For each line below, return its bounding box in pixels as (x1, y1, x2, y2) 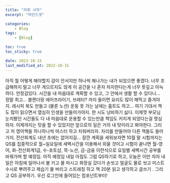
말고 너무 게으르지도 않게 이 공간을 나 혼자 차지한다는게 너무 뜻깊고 (22, 84, 154, 90)
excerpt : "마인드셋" (5, 12, 45, 17)
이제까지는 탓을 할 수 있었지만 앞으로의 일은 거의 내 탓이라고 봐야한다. (16, 122, 153, 128)
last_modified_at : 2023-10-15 (5, 63, 70, 68)
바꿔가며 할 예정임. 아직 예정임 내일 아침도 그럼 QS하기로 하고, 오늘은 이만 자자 (5, 153, 160, 159)
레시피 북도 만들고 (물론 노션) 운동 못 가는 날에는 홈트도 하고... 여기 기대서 (12, 103, 157, 109)
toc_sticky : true (5, 49, 42, 54)
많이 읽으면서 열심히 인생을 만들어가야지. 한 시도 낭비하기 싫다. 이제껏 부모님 (10, 109, 161, 115)
